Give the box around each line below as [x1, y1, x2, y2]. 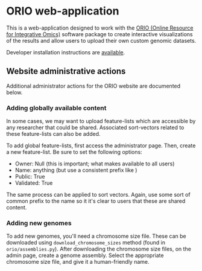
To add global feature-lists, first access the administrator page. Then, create [6, 142, 196, 149]
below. [6, 89, 23, 96]
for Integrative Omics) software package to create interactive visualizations [6, 30, 193, 37]
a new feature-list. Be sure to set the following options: [6, 148, 143, 156]
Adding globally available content [6, 104, 107, 112]
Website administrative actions [6, 66, 126, 77]
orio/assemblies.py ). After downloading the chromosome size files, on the [6, 246, 192, 253]
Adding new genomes [6, 218, 72, 227]
